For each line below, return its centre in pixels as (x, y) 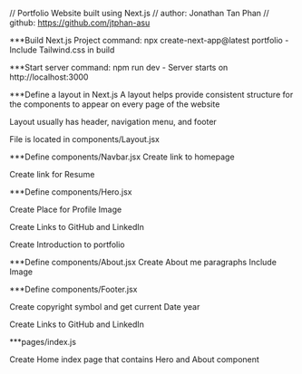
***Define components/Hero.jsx (71, 192)
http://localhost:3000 (49, 77)
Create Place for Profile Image (66, 209)
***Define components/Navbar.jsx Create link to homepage (122, 157)
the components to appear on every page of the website (115, 104)
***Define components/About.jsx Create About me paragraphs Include (143, 262)
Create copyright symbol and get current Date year (105, 307)
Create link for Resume (52, 174)
